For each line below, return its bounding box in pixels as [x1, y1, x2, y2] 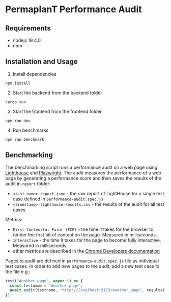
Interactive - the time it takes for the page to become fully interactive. [12, 237, 161, 243]
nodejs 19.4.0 [12, 37, 41, 43]
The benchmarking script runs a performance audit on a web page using [5, 164, 158, 170]
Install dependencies [12, 71, 57, 77]
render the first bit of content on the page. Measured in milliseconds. [12, 231, 157, 237]
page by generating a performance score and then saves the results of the [5, 175, 162, 181]
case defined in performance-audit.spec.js [12, 196, 104, 202]
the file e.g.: [5, 268, 31, 275]
